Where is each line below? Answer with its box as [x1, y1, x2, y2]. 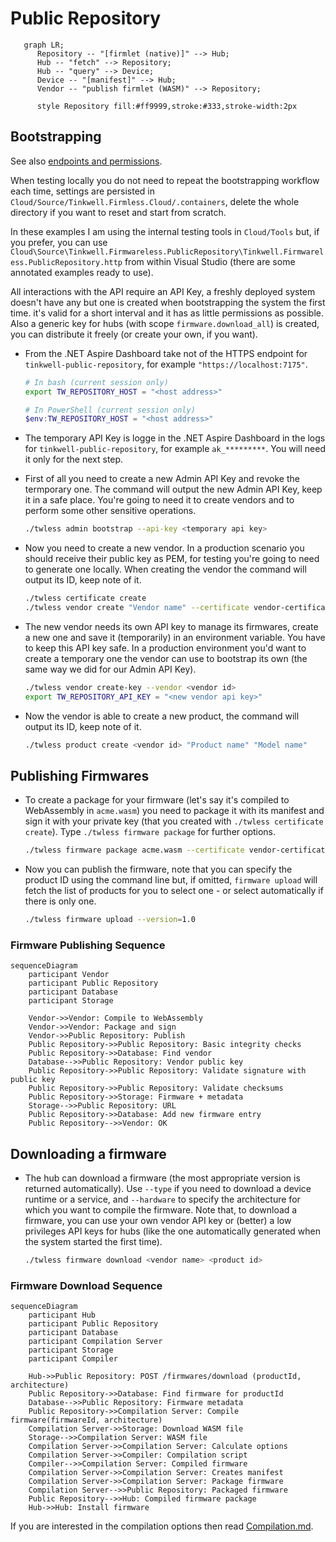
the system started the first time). [24, 1236, 163, 1248]
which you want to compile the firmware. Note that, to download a [24, 1204, 298, 1216]
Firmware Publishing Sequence [10, 938, 166, 952]
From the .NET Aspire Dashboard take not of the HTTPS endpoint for [24, 347, 308, 359]
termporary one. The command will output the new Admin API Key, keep [24, 483, 323, 496]
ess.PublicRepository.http [10, 257, 123, 267]
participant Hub [28, 1310, 97, 1321]
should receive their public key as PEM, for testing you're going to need [24, 553, 320, 565]
